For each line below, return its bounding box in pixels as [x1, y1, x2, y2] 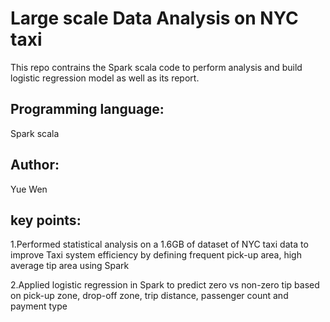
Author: [10, 157, 60, 174]
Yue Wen [10, 183, 48, 195]
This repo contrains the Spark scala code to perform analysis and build [10, 61, 303, 73]
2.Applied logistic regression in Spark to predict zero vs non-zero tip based [10, 279, 320, 291]
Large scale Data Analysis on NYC [10, 7, 299, 30]
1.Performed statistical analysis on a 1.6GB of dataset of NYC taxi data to [10, 238, 309, 251]
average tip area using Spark [10, 260, 130, 272]
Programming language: [10, 101, 165, 118]
